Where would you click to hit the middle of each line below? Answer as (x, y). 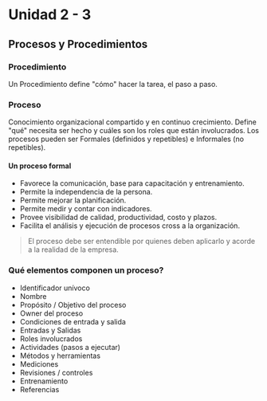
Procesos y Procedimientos (78, 44)
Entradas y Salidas (50, 330)
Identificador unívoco (55, 288)
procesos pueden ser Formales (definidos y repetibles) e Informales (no (126, 139)
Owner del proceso (51, 313)
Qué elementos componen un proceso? (86, 270)
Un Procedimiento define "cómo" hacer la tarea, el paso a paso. (113, 84)
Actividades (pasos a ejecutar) (70, 347)
